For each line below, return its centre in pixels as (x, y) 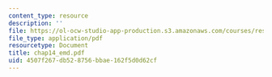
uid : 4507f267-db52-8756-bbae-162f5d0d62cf (83, 61)
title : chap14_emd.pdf (47, 53)
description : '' (36, 23)
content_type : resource (49, 16)
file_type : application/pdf (56, 38)
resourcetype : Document (49, 46)
